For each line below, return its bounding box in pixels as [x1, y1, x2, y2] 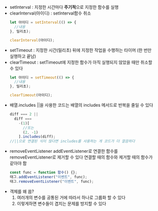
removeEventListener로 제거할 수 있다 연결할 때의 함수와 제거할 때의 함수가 [9, 154, 153, 160]
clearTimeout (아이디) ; [9, 93, 53, 98]
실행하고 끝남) [9, 53, 36, 59]
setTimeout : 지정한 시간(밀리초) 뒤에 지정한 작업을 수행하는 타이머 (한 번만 [9, 47, 152, 53]
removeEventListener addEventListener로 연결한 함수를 [9, 148, 118, 154]
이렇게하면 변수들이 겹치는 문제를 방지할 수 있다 [16, 200, 107, 206]
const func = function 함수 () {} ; [9, 170, 78, 175]
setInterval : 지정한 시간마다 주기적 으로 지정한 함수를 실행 [9, 4, 119, 10]
